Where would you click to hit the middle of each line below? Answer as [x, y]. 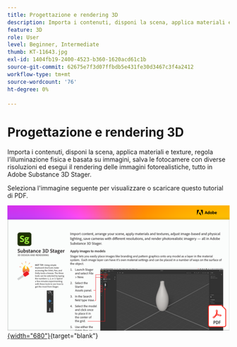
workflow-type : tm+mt [39, 74]
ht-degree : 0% [28, 89]
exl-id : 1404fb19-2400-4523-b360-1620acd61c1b [77, 60]
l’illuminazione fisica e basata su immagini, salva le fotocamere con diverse [116, 159]
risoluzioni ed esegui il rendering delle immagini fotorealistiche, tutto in [110, 167]
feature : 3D [25, 30]
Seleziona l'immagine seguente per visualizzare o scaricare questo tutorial [115, 188]
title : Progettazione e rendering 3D [63, 15]
